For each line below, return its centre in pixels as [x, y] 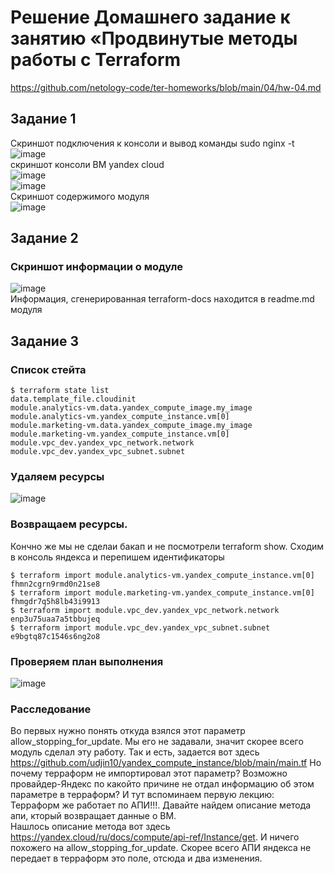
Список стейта [48, 369]
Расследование [51, 709]
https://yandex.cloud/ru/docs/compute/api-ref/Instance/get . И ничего [155, 837]
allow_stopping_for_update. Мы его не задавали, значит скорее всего [157, 742]
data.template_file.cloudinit [73, 399]
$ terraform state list [60, 391]
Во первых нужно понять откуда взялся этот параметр [128, 731]
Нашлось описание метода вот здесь [90, 827]
